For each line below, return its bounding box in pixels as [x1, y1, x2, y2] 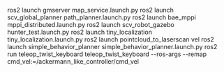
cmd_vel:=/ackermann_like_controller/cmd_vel [7, 57, 140, 65]
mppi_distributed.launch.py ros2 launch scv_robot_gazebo [7, 21, 174, 28]
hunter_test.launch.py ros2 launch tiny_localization [7, 28, 152, 36]
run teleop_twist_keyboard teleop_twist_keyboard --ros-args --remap [7, 50, 207, 58]
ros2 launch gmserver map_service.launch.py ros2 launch [7, 6, 174, 14]
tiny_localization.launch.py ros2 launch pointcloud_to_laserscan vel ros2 [7, 35, 214, 44]
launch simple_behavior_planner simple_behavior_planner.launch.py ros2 [7, 43, 218, 51]
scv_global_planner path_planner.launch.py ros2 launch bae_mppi [7, 13, 197, 21]
